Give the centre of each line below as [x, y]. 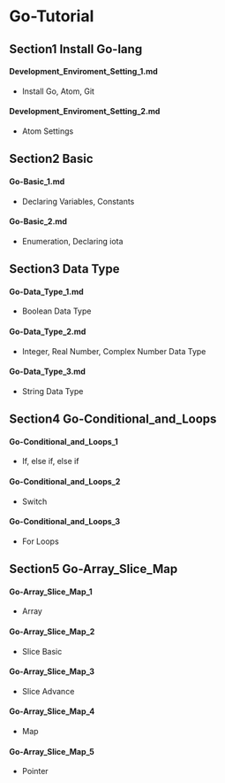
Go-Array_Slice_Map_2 [52, 632]
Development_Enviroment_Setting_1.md [84, 72]
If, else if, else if [50, 461]
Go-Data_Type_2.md [48, 331]
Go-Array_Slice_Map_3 [52, 671]
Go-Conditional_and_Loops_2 [65, 481]
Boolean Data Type [56, 311]
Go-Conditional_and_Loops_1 [64, 441]
